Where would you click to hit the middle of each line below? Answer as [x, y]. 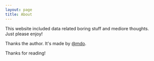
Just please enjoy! [24, 34]
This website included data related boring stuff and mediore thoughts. [77, 28]
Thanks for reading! [25, 53]
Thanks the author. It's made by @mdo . [46, 43]
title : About [19, 14]
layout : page [19, 10]
